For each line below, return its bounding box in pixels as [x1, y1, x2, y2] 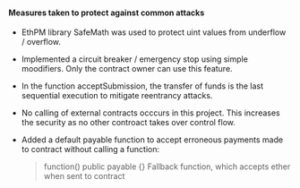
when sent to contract [43, 171, 125, 182]
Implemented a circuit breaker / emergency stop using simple [21, 54, 248, 64]
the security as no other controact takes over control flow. [21, 117, 236, 128]
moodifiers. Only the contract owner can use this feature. [21, 64, 234, 74]
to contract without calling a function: [21, 144, 160, 155]
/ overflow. [21, 37, 62, 47]
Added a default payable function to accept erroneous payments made [21, 134, 284, 145]
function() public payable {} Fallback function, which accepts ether [43, 161, 291, 172]
